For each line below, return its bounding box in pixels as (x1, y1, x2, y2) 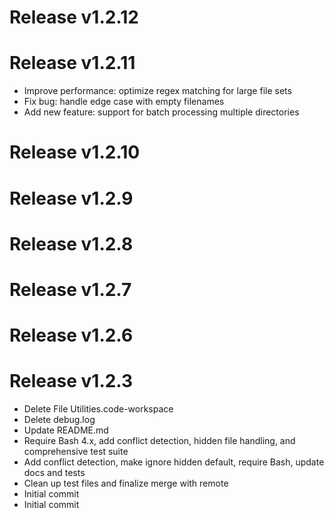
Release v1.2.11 (9, 52, 136, 75)
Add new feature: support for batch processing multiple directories (23, 106, 300, 118)
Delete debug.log (23, 414, 96, 425)
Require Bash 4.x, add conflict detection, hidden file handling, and (23, 435, 296, 446)
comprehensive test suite (23, 446, 129, 457)
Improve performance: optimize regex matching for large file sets (23, 85, 292, 97)
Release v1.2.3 (9, 370, 134, 393)
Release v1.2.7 (9, 278, 132, 301)
